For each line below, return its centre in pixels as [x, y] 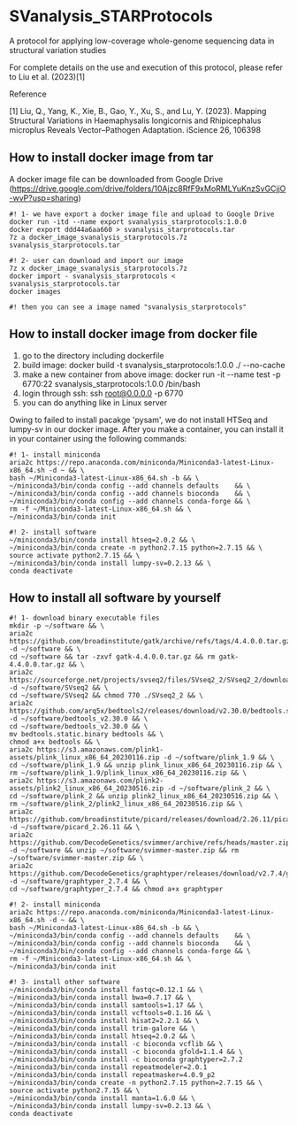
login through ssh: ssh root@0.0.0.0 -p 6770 [103, 393]
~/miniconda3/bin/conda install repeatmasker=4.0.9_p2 [112, 1075]
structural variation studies [58, 50]
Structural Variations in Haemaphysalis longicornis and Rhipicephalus [136, 120]
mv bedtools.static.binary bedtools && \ [87, 735]
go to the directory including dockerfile [93, 355]
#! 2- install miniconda [55, 905]
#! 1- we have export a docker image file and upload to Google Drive [142, 214]
